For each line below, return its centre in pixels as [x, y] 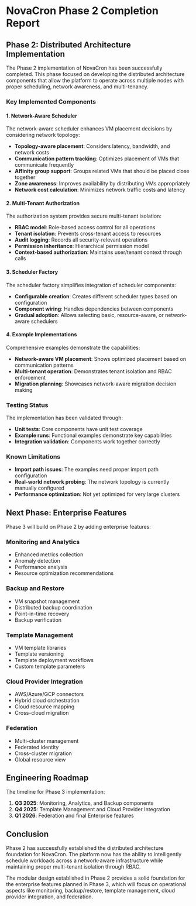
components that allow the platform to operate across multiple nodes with [95, 80]
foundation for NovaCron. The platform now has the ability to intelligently [94, 855]
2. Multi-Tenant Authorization [43, 203]
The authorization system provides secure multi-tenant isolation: [84, 216]
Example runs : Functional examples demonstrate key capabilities [93, 435]
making [23, 390]
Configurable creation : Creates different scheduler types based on [96, 296]
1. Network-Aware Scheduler [42, 116]
